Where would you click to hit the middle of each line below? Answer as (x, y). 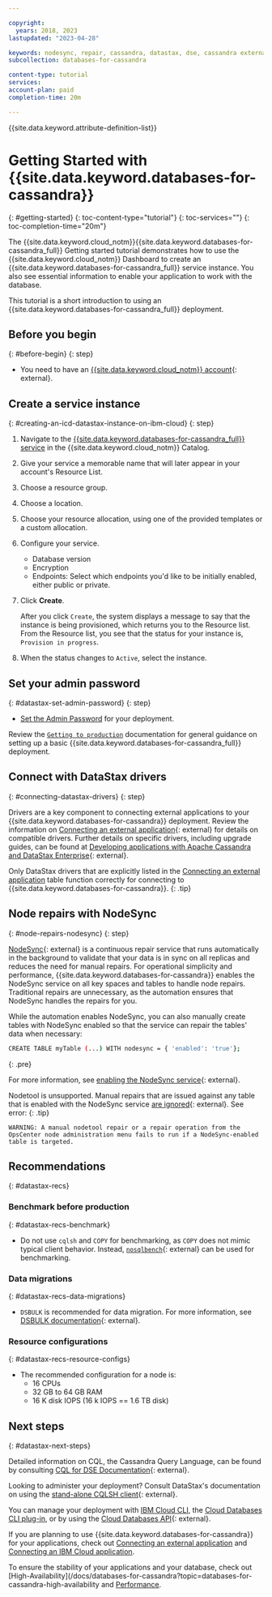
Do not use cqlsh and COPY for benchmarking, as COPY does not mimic (135, 1240)
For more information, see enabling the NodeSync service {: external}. (124, 1080)
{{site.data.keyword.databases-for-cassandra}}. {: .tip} (100, 888)
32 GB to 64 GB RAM (67, 1392)
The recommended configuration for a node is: (98, 1375)
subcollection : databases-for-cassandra (78, 60)
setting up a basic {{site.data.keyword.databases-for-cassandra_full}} (125, 743)
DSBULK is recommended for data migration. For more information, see (136, 1312)
